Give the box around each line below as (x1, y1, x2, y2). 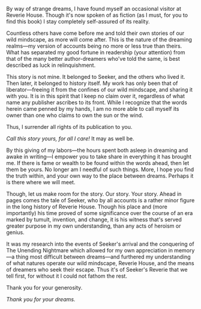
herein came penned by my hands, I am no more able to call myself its (6, 105, 179, 112)
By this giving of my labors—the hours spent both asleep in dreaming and (6, 147, 188, 154)
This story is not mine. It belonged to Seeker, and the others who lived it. (6, 73, 185, 80)
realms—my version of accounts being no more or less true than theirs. (6, 42, 182, 49)
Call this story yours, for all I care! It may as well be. (6, 135, 134, 142)
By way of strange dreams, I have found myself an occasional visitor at (6, 5, 182, 12)
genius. (6, 229, 25, 236)
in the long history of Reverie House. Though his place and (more (6, 203, 168, 210)
